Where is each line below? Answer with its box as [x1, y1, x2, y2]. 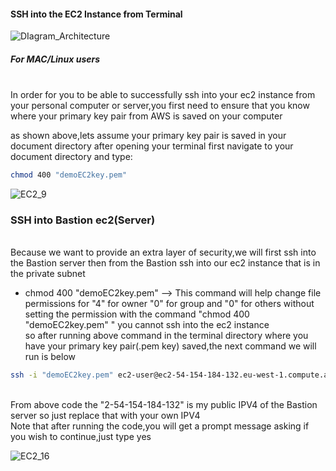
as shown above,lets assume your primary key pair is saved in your [10, 130, 287, 142]
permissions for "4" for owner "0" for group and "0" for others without [24, 298, 315, 310]
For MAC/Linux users [10, 53, 101, 65]
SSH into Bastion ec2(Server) [10, 213, 156, 227]
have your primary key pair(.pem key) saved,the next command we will [24, 340, 317, 352]
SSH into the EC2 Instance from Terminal [10, 8, 183, 20]
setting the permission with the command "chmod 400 [24, 308, 250, 320]
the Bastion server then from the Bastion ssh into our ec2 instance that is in [10, 257, 321, 269]
